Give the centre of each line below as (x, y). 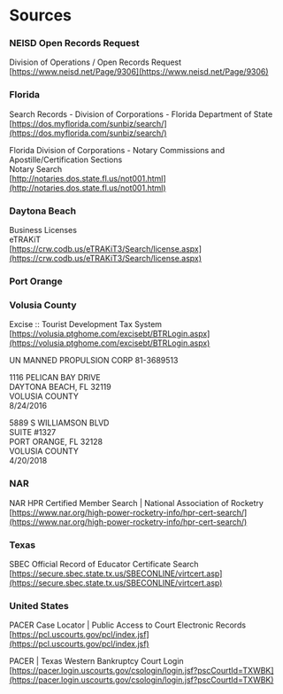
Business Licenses (43, 230)
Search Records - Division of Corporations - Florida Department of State (141, 114)
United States (39, 605)
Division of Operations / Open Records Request (96, 62)
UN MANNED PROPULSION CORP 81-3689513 (94, 361)
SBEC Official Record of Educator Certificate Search (104, 564)
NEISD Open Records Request (74, 43)
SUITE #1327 (33, 433)
